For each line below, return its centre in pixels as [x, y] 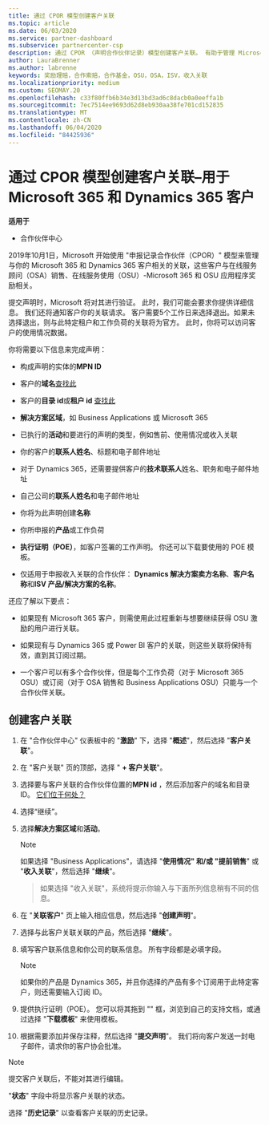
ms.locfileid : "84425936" [51, 135]
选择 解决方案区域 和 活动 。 [62, 829]
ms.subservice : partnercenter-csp [66, 46]
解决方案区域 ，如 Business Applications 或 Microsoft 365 [114, 417]
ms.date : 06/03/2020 [43, 30]
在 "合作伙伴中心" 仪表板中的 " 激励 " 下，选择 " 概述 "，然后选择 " [125, 741]
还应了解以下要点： [40, 601]
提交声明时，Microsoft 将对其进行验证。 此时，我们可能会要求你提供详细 [128, 302]
